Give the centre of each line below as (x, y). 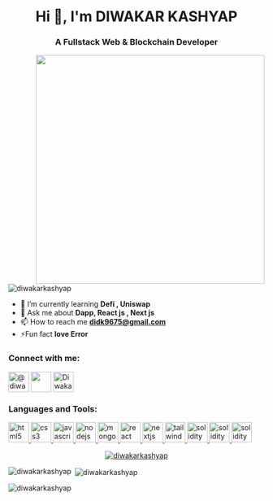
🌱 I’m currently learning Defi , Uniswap (85, 304)
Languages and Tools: (53, 408)
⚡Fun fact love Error (54, 334)
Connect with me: (44, 359)
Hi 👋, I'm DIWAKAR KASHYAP (136, 17)
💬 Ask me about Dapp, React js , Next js (87, 313)
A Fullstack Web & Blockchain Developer (136, 42)
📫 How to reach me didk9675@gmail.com (93, 322)
